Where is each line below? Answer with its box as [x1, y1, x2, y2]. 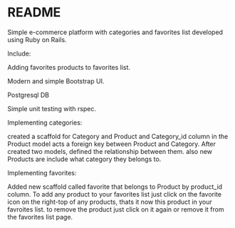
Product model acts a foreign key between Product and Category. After [7, 140, 216, 148]
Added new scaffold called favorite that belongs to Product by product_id [7, 182, 223, 191]
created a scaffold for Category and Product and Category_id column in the [7, 132, 229, 140]
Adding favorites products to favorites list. [7, 63, 130, 71]
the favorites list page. [7, 212, 73, 221]
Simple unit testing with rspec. [7, 104, 96, 113]
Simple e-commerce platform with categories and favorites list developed [7, 28, 223, 36]
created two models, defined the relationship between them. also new [7, 147, 212, 155]
